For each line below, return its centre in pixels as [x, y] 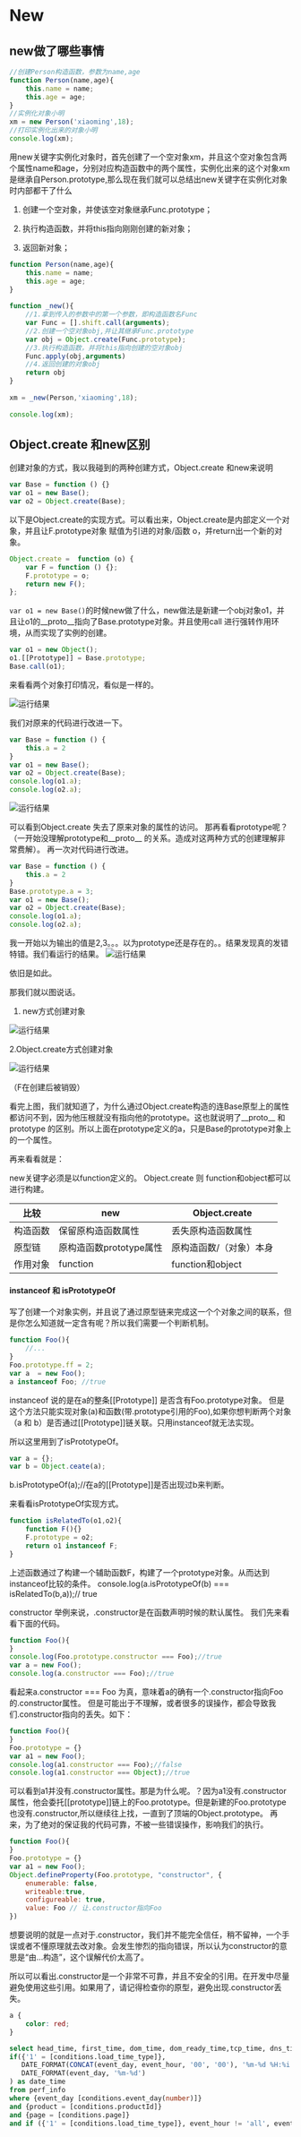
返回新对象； [46, 247]
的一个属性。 [33, 1140]
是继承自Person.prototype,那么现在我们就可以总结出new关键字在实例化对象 [149, 179]
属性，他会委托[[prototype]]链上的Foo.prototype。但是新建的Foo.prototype [148, 1802]
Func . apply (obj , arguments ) [76, 356]
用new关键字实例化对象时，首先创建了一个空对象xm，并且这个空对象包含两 [148, 157]
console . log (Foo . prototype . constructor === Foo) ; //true [116, 1657]
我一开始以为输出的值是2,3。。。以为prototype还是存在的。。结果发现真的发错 [149, 943]
